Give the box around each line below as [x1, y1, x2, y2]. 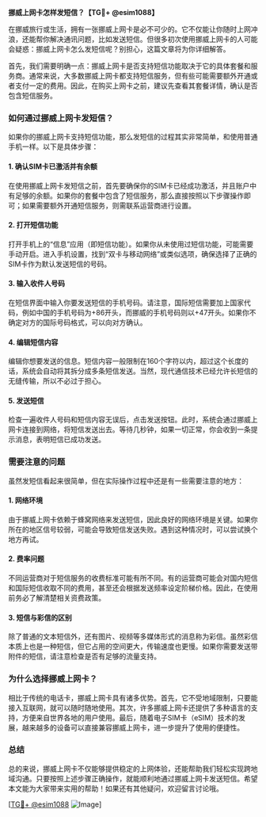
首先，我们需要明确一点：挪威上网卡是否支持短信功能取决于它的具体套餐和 [8, 61, 251, 71]
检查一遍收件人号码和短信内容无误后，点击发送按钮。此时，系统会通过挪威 [8, 415, 251, 425]
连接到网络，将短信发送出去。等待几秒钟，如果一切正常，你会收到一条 [21, 425, 251, 434]
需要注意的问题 [8, 456, 66, 468]
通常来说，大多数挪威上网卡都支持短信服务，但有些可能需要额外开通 [28, 71, 251, 80]
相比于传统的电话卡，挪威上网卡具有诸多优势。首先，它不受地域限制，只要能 [8, 693, 258, 702]
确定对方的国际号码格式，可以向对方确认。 [8, 317, 147, 327]
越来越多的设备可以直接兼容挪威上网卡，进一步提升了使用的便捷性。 [21, 723, 244, 732]
